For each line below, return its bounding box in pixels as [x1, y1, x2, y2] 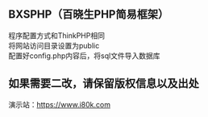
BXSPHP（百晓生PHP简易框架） [8, 7, 169, 22]
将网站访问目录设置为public [8, 40, 100, 50]
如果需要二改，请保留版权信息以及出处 [8, 77, 199, 90]
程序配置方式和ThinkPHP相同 [8, 31, 105, 40]
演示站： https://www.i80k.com [8, 99, 111, 109]
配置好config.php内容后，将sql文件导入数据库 [8, 51, 160, 61]
